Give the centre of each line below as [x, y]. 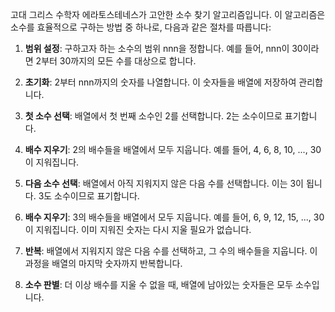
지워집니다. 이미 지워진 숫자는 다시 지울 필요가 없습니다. [143, 229]
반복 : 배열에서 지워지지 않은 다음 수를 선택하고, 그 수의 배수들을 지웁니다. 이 [171, 251]
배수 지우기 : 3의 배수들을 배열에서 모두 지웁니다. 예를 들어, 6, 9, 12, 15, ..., [168, 217]
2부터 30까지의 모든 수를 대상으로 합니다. [116, 61]
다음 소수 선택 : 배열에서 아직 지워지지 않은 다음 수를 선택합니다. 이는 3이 [164, 183]
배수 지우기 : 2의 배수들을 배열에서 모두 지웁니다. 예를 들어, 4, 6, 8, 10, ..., [166, 149]
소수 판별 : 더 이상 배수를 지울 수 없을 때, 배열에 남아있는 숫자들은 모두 [159, 284]
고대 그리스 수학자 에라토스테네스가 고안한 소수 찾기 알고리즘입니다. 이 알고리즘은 [168, 14]
